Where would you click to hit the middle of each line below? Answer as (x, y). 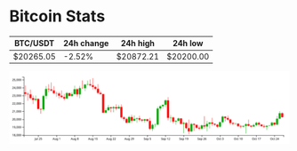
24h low (188, 44)
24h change (86, 44)
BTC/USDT (35, 44)
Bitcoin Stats (57, 16)
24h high (138, 44)
